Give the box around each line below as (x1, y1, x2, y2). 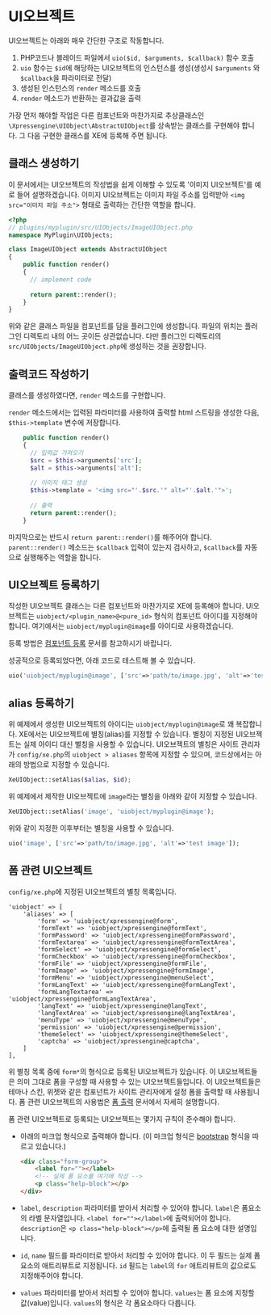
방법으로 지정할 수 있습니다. (23, 760, 110, 769)
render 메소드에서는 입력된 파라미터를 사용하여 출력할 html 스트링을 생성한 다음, (8, 407, 260, 417)
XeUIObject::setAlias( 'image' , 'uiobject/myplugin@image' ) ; (8, 807, 215, 816)
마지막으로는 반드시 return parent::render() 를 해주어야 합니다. (8, 532, 212, 542)
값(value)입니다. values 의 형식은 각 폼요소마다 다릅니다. (19, 1298, 197, 1308)
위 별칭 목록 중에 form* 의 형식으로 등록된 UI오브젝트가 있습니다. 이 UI (8, 1066, 226, 1076)
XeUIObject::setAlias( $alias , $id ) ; (8, 776, 131, 784)
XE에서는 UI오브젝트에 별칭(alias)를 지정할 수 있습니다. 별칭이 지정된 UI (19, 729, 244, 740)
